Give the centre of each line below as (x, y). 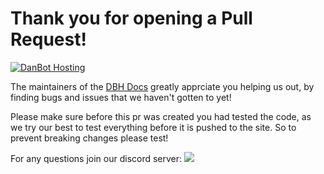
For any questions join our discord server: (96, 158)
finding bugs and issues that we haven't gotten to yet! (121, 97)
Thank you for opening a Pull (131, 18)
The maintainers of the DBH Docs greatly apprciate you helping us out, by (162, 86)
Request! (48, 39)
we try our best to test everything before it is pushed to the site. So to (153, 127)
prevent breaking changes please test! (89, 138)
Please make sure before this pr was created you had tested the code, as (161, 116)
